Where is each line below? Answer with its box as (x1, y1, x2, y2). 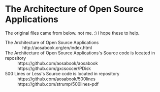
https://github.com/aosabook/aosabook (17, 60, 98, 66)
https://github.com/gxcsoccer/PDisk (17, 65, 91, 71)
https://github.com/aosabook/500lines (17, 76, 96, 82)
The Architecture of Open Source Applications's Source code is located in (5, 50, 155, 56)
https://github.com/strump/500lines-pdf (17, 81, 99, 87)
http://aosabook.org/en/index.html (22, 45, 92, 50)
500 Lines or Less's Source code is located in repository (5, 70, 120, 76)
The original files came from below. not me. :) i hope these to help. (5, 30, 140, 36)
